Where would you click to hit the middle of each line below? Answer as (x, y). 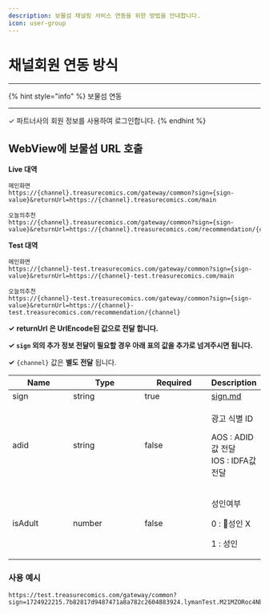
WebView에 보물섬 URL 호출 (76, 148)
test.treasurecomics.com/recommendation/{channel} (94, 313)
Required (174, 383)
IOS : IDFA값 (233, 461)
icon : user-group (37, 23)
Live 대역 (23, 170)
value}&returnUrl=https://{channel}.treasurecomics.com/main (112, 200)
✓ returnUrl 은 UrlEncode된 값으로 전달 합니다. (83, 328)
